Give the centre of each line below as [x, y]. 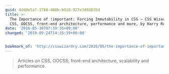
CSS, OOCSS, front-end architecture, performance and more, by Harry [84, 24]
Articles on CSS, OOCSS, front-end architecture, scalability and [83, 60]
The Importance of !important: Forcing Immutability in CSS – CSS [81, 19]
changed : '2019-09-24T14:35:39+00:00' [46, 33]
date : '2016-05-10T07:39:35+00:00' [43, 28]
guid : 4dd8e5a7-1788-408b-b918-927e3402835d [53, 10]
